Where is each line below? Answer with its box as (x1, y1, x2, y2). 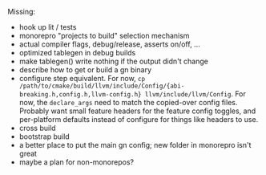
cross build (18, 124, 57, 132)
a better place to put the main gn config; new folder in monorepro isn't (18, 140, 252, 149)
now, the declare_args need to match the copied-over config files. (18, 98, 238, 107)
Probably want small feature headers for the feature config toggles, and (18, 106, 256, 116)
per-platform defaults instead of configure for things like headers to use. (18, 115, 259, 124)
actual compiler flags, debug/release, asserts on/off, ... (18, 39, 201, 49)
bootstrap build (18, 132, 70, 141)
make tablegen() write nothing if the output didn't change (18, 56, 209, 66)
